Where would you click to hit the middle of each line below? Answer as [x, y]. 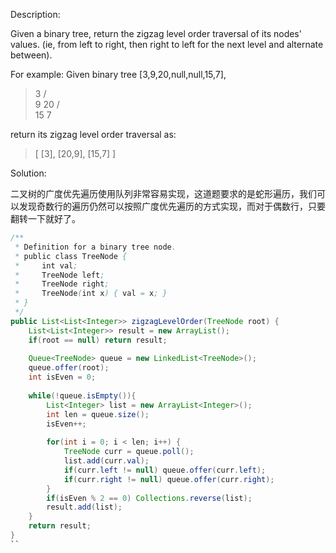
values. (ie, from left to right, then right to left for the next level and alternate [167, 44]
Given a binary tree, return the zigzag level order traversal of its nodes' [156, 33]
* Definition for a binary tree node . [95, 247]
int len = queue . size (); [98, 414]
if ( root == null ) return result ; [98, 340]
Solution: [28, 173]
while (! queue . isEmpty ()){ [82, 395]
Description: [35, 14]
